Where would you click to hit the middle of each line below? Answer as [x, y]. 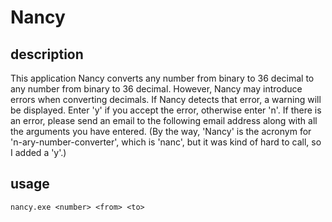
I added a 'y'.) [38, 152]
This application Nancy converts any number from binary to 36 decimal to [162, 78]
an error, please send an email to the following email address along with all [164, 120]
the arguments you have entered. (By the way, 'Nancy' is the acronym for [161, 131]
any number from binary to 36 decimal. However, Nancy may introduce [156, 89]
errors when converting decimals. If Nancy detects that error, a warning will [166, 99]
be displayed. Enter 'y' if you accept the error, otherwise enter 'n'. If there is [166, 110]
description [47, 54]
